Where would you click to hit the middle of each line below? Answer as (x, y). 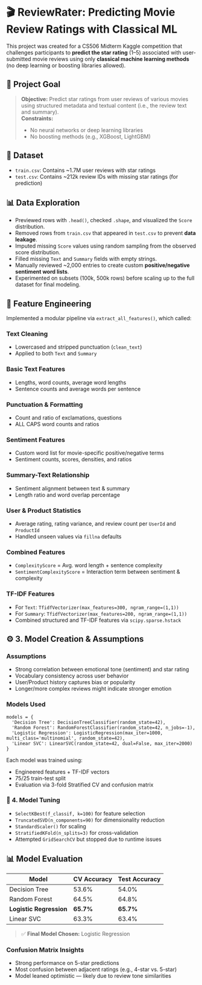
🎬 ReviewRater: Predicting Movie (91, 12)
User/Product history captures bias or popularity (75, 682)
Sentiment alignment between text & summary (72, 488)
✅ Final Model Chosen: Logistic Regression (75, 934)
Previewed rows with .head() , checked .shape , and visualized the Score (103, 220)
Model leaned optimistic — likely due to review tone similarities (93, 975)
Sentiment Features (36, 440)
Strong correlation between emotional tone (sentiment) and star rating (102, 670)
